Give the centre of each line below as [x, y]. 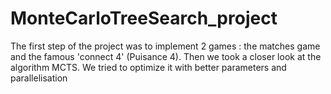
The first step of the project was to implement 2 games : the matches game [165, 46]
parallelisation [39, 78]
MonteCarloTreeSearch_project [144, 18]
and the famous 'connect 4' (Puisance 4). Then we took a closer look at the [166, 56]
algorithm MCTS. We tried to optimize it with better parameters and [148, 67]
